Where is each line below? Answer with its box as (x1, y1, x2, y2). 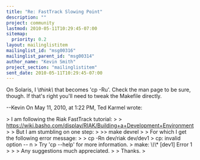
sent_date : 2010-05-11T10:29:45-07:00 (6, 70, 103, 76)
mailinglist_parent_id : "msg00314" (6, 53, 95, 59)
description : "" (6, 14, 47, 20)
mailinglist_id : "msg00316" (6, 48, 76, 54)
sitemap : (6, 31, 28, 37)
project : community (6, 20, 55, 26)
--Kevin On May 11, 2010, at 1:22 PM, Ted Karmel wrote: (6, 104, 143, 111)
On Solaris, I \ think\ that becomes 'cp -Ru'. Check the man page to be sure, (6, 86, 191, 93)
